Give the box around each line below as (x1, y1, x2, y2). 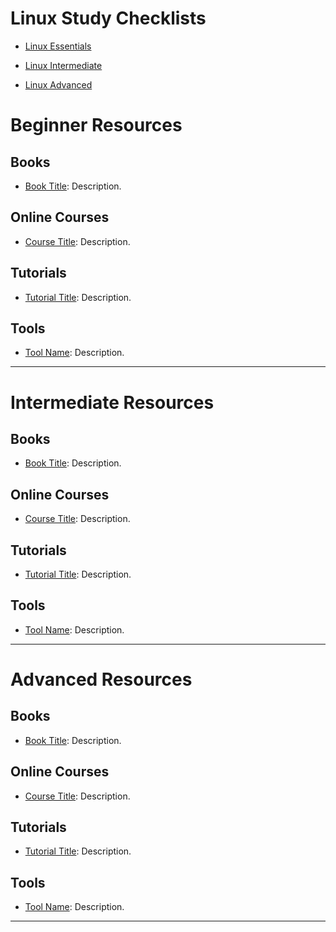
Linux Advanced (24, 78, 93, 91)
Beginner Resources (10, 114, 183, 137)
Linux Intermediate (24, 59, 103, 71)
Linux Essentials (24, 40, 92, 52)
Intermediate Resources (10, 391, 215, 414)
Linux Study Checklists (10, 7, 207, 30)
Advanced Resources (10, 668, 193, 691)
